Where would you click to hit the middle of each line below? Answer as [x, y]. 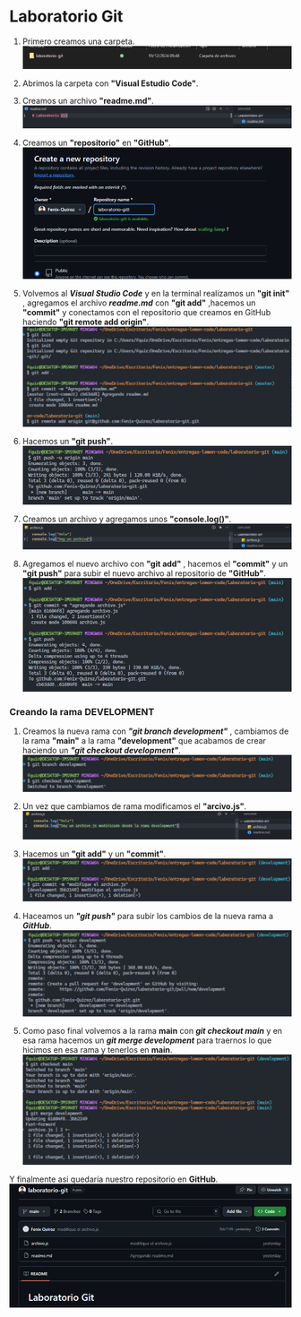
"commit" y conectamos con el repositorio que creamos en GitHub [146, 312]
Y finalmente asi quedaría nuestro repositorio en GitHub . [114, 1179]
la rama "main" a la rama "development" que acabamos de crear [144, 741]
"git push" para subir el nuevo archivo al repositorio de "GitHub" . [144, 573]
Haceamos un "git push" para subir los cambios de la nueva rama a [148, 917]
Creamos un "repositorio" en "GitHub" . [97, 142]
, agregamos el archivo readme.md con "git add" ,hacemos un [139, 303]
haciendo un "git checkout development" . [101, 751]
